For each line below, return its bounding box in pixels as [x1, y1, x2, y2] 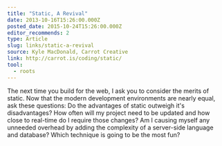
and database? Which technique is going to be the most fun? [7, 130, 181, 138]
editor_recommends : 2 [7, 29, 70, 36]
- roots [13, 67, 36, 74]
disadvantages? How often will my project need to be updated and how [7, 108, 210, 117]
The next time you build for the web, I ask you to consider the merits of [7, 87, 210, 95]
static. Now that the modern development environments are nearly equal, [7, 94, 216, 102]
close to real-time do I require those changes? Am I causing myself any [7, 116, 210, 124]
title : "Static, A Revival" [7, 10, 89, 17]
